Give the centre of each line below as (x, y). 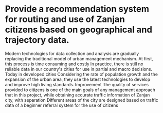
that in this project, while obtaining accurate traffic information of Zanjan (78, 95)
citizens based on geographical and (79, 30)
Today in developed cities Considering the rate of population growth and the (81, 74)
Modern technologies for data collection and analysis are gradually (72, 53)
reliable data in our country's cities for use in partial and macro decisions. (79, 69)
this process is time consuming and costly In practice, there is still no (74, 64)
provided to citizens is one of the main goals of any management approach (80, 90)
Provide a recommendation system (77, 9)
